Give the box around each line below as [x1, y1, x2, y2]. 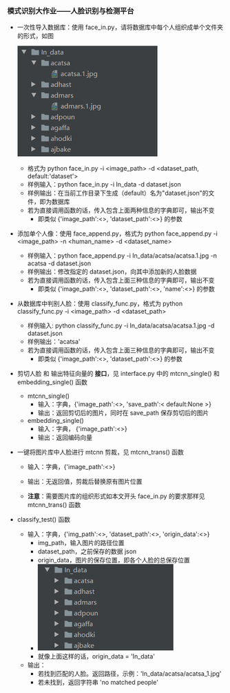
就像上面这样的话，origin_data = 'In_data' [37, 652, 156, 661]
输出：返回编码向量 [37, 433, 93, 442]
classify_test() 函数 [17, 515, 71, 524]
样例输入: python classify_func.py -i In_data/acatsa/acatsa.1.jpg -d [27, 321, 215, 330]
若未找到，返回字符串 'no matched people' [37, 678, 158, 687]
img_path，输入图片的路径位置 [37, 539, 125, 547]
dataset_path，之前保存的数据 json [37, 547, 137, 556]
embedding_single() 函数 [17, 378, 88, 386]
